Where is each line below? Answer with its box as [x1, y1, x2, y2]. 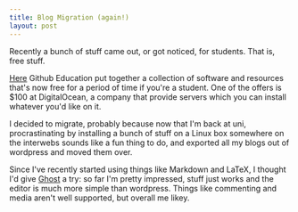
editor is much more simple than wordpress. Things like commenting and [9, 183, 277, 193]
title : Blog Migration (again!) [9, 12, 129, 22]
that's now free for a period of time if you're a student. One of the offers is [9, 82, 283, 93]
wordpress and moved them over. [9, 146, 133, 157]
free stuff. [9, 55, 46, 66]
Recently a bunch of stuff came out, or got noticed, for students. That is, [9, 45, 275, 56]
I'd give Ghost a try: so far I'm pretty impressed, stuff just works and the [9, 173, 274, 183]
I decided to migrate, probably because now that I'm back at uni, [9, 118, 247, 129]
